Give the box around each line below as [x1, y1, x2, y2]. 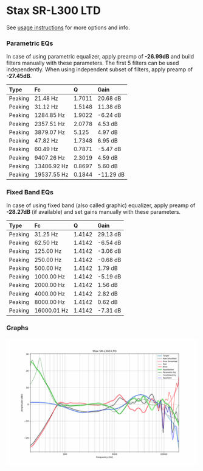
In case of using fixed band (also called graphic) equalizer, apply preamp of [6, 202, 196, 209]
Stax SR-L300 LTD [6, 4, 101, 18]
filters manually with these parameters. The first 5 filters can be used [6, 59, 179, 67]
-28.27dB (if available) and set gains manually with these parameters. [6, 208, 181, 216]
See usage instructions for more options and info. [6, 24, 131, 31]
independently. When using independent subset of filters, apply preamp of [6, 66, 193, 73]
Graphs [6, 324, 29, 332]
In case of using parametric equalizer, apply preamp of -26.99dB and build [6, 53, 194, 60]
